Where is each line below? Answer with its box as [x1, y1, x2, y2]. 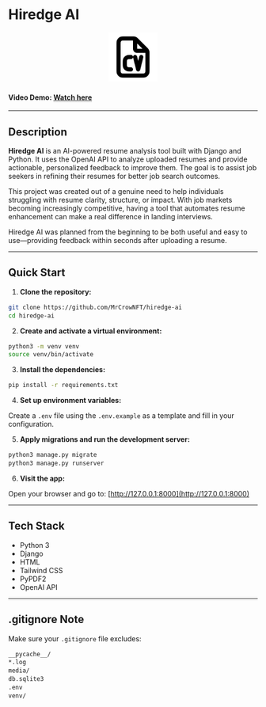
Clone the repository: [19, 287, 92, 296]
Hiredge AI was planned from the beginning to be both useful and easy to [8, 227, 248, 237]
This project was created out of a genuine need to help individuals [8, 186, 224, 196]
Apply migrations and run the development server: [19, 435, 190, 444]
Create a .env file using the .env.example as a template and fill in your [8, 411, 235, 420]
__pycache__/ [8, 650, 51, 658]
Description [8, 125, 67, 139]
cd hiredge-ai [8, 311, 55, 320]
